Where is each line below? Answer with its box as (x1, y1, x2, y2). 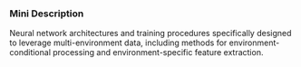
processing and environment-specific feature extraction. (53, 47, 264, 58)
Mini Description (9, 7, 84, 20)
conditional (9, 47, 52, 58)
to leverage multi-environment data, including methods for (9, 37, 228, 48)
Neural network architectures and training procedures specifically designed (9, 28, 292, 39)
